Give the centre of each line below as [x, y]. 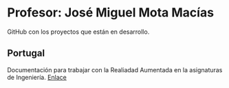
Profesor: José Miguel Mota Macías [111, 13]
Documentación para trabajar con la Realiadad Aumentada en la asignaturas [115, 69]
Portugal [26, 53]
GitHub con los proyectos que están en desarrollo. [78, 32]
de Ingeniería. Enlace [37, 77]
